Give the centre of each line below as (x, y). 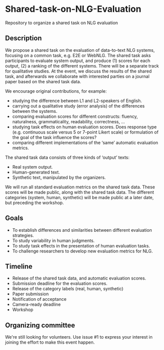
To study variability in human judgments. (53, 241)
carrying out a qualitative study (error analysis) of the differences (78, 106)
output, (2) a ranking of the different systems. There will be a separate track (82, 66)
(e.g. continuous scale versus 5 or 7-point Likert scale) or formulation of (85, 132)
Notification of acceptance (39, 299)
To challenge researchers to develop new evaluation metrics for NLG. (82, 251)
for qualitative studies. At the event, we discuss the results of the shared (78, 71)
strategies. (23, 235)
